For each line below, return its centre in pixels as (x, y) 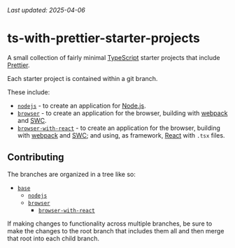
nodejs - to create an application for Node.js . (81, 105)
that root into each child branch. (54, 238)
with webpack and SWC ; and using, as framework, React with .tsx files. (121, 135)
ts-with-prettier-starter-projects (104, 38)
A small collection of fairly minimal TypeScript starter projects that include (114, 57)
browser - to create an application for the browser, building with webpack (122, 113)
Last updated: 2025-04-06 (46, 10)
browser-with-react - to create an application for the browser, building (119, 128)
